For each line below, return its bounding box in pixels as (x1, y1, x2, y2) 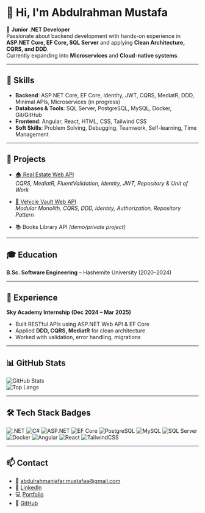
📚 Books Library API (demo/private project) (15, 223, 126, 230)
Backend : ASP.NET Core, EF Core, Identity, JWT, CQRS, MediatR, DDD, (15, 91, 195, 99)
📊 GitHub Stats (6, 358, 66, 368)
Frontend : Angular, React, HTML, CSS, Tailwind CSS (15, 118, 147, 125)
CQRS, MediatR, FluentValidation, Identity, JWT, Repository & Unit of (15, 179, 189, 187)
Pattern (15, 211, 35, 218)
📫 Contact (6, 458, 49, 468)
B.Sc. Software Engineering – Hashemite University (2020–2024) (6, 269, 172, 276)
